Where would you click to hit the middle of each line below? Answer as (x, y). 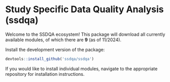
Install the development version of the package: (55, 49)
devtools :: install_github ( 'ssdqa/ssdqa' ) (50, 59)
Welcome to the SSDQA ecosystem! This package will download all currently (85, 34)
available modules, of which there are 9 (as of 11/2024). (63, 40)
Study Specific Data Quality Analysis (84, 9)
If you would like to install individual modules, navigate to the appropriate (81, 69)
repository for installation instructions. (45, 74)
